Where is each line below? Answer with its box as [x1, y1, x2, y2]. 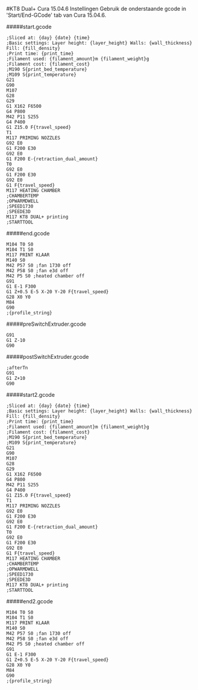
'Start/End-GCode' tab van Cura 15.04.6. [6, 11, 107, 19]
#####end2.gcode [6, 598, 53, 605]
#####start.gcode [6, 23, 52, 30]
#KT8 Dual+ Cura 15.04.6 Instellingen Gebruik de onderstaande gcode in [6, 5, 187, 12]
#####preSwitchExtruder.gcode [6, 320, 86, 328]
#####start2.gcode [6, 391, 55, 398]
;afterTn [6, 365, 28, 371]
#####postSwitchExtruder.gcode [6, 353, 89, 360]
